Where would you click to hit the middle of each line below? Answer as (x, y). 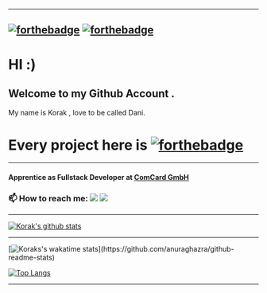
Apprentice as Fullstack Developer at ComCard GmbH (99, 177)
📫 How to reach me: (48, 198)
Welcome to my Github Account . (91, 94)
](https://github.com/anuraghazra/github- (166, 249)
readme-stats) (32, 258)
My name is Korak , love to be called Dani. (77, 113)
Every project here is (78, 145)
